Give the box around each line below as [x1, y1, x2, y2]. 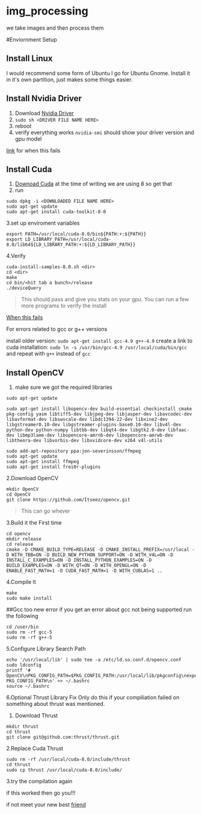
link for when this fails [6, 147, 61, 154]
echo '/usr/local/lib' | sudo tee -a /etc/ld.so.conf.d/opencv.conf [6, 657, 182, 663]
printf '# [6, 667, 31, 674]
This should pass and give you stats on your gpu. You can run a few [20, 296, 189, 303]
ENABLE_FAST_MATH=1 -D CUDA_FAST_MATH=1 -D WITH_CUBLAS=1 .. [6, 568, 163, 574]
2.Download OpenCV [6, 475, 59, 482]
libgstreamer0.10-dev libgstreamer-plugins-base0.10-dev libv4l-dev [6, 421, 182, 428]
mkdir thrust [6, 723, 39, 730]
